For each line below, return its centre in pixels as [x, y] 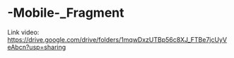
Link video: [23, 32]
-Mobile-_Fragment [66, 13]
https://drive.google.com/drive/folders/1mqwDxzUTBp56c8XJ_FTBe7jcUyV [117, 39]
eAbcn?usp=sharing [37, 47]
